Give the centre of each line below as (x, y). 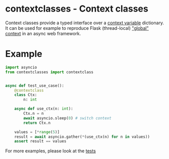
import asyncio (21, 67)
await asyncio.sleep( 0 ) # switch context (68, 118)
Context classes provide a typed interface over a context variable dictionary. (85, 23)
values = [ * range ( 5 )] (37, 132)
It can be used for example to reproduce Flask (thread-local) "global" (77, 28)
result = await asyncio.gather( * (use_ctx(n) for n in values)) (82, 137)
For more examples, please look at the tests (50, 151)
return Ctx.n (37, 123)
